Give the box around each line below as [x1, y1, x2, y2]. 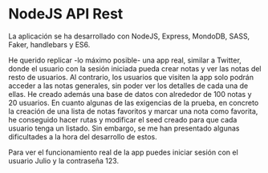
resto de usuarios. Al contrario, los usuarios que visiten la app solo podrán [8, 72, 254, 82]
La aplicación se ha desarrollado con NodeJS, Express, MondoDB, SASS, [8, 31, 250, 41]
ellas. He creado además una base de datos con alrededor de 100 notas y [8, 89, 252, 99]
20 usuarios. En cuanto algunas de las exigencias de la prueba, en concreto [8, 98, 259, 107]
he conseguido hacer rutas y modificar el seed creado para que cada [8, 115, 238, 124]
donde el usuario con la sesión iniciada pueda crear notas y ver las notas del [8, 63, 262, 73]
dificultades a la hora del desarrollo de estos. [8, 131, 158, 141]
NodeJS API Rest [8, 5, 124, 23]
